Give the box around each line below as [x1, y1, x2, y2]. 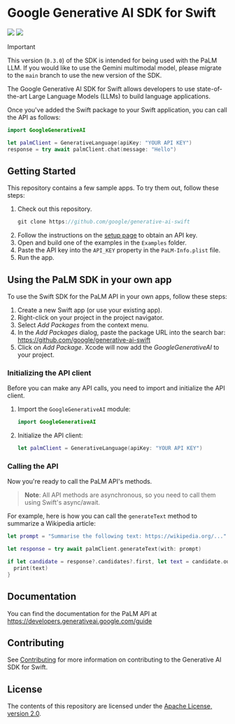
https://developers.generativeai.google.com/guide [7, 617, 152, 625]
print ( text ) [13, 565, 49, 572]
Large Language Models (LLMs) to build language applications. [29, 92, 211, 100]
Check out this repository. [17, 205, 92, 213]
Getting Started [7, 165, 76, 177]
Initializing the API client [7, 368, 92, 378]
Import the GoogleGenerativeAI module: [17, 405, 131, 414]
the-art [7, 92, 28, 100]
